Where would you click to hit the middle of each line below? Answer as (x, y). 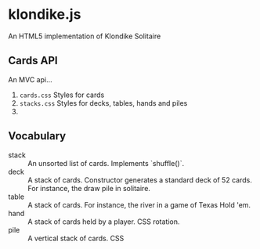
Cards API (33, 61)
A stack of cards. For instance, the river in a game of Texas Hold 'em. (139, 204)
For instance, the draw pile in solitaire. (89, 188)
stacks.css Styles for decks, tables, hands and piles (103, 103)
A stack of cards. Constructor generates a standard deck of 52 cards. (140, 180)
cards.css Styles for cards (62, 95)
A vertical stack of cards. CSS (76, 238)
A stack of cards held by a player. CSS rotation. (104, 222)
